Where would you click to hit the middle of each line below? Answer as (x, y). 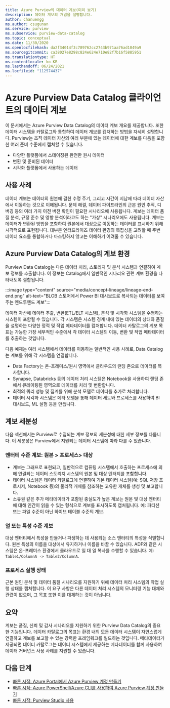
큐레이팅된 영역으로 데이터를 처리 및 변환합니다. (69, 385)
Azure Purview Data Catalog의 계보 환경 (68, 254)
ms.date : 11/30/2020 (27, 43)
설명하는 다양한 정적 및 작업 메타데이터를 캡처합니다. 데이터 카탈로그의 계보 (84, 325)
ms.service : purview (27, 29)
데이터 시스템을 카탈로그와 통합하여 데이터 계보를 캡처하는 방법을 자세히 (75, 132)
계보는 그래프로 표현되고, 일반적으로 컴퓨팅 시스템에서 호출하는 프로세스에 (85, 467)
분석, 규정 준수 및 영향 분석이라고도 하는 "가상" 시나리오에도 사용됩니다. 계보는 (87, 217)
